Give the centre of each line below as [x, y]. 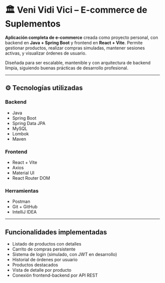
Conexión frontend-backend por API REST [55, 275]
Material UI [23, 173]
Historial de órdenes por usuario [45, 260]
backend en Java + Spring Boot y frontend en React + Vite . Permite [74, 42]
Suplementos [33, 24]
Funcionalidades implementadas [56, 232]
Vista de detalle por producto [42, 270]
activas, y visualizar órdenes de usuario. [46, 53]
